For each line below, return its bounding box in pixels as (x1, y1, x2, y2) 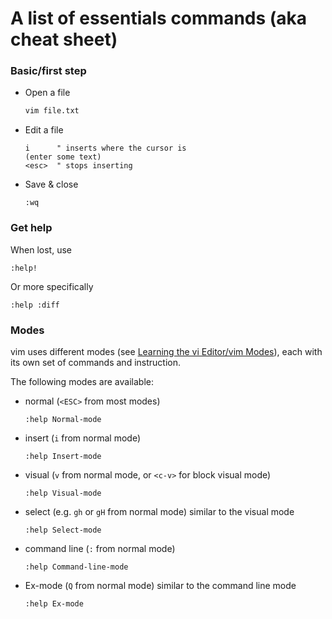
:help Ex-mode (24, 598, 84, 609)
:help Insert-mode (24, 451, 102, 461)
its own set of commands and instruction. (10, 356, 181, 368)
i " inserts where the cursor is (24, 143, 187, 154)
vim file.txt (24, 106, 80, 116)
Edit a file (24, 124, 64, 136)
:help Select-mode (24, 525, 102, 535)
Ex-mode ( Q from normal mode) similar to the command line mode (24, 579, 297, 591)
